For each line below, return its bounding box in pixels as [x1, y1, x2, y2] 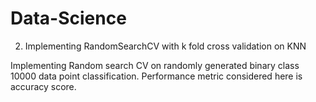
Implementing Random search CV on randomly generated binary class [10, 59, 300, 71]
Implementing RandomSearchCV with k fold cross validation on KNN [24, 40, 307, 52]
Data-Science [10, 7, 127, 30]
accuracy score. [10, 80, 77, 92]
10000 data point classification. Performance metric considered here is [10, 70, 303, 82]
